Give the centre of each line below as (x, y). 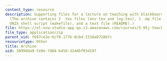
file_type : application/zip (34, 32)
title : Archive (21, 46)
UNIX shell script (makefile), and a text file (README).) (72, 23)
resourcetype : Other (27, 42)
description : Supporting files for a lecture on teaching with (72, 14)
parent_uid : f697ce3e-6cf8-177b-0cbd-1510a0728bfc (59, 37)
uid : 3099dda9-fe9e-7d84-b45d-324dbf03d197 (51, 51)
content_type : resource (30, 10)
